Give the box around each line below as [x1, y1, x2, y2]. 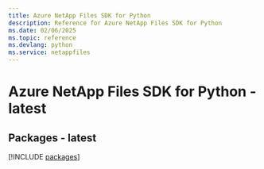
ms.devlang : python [8, 41, 73, 49]
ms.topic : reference [8, 33, 77, 42]
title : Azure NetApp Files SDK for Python [8, 11, 151, 20]
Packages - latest [8, 131, 97, 144]
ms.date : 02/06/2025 [8, 26, 77, 34]
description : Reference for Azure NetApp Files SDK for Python [8, 19, 223, 27]
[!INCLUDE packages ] [8, 152, 80, 161]
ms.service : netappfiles [8, 48, 91, 56]
